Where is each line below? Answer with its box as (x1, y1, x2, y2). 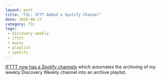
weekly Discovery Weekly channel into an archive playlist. (5, 69, 127, 75)
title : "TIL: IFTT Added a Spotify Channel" (5, 12, 101, 17)
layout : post (5, 7, 33, 13)
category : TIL (5, 21, 36, 27)
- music (7, 41, 24, 46)
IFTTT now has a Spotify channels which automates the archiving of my (5, 64, 156, 70)
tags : (5, 26, 17, 31)
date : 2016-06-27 (5, 17, 42, 22)
